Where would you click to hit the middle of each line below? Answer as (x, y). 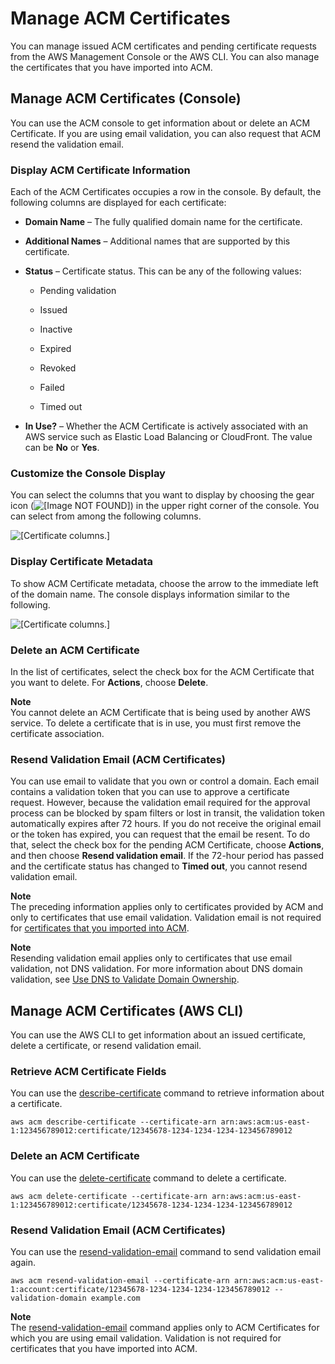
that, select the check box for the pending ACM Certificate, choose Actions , (167, 845)
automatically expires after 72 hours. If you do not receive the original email (166, 824)
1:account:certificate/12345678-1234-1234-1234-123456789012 (140, 1289)
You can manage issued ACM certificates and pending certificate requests (163, 46)
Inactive (56, 329)
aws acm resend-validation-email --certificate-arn (120, 1280)
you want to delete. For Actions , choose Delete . (109, 682)
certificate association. (57, 733)
